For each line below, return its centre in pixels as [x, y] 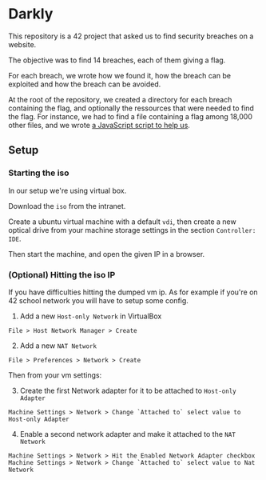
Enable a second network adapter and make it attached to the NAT [127, 434]
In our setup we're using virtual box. [67, 190]
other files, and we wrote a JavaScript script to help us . [99, 125]
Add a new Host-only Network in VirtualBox [91, 316]
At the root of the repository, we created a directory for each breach [120, 99]
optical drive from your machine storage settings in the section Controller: [132, 230]
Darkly [31, 14]
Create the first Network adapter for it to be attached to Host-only [128, 390]
